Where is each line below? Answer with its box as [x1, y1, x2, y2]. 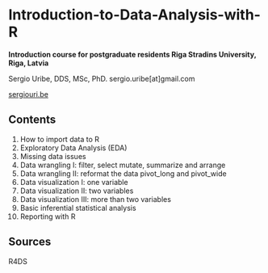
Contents [8, 113, 57, 127]
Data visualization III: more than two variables [19, 194, 172, 204]
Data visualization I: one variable [19, 177, 128, 187]
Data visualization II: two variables [19, 186, 134, 195]
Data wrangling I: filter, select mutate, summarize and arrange [19, 160, 226, 170]
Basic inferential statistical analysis [19, 203, 136, 212]
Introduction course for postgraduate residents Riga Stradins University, [8, 49, 257, 59]
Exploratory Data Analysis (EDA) [19, 143, 128, 153]
